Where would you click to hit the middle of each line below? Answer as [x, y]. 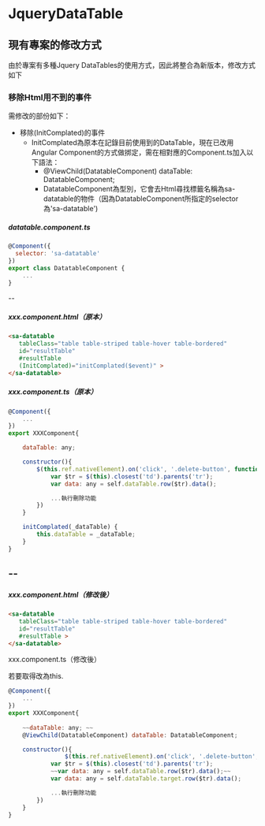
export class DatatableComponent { [67, 268]
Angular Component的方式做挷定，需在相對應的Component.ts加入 [139, 153]
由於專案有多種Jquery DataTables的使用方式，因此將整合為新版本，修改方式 [132, 65]
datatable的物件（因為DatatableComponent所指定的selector [141, 199]
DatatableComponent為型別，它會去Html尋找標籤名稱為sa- [139, 189]
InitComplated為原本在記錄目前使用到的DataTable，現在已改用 [132, 143]
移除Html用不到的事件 [50, 97]
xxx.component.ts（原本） [53, 392]
